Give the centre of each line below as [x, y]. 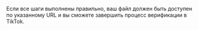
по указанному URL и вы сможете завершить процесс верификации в [97, 15]
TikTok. [15, 21]
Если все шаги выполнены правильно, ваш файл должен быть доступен [99, 9]
